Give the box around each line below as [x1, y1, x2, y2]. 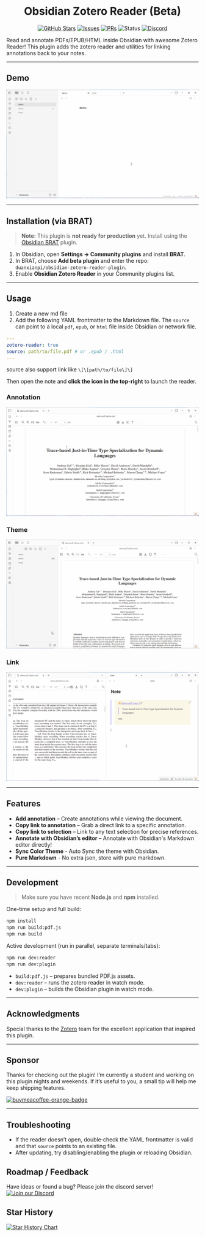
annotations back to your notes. [6, 49, 87, 56]
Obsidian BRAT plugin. [21, 239, 78, 246]
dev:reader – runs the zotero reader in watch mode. [15, 978, 145, 986]
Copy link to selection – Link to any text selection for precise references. [15, 828, 199, 835]
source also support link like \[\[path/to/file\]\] [6, 366, 133, 373]
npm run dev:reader [6, 955, 56, 961]
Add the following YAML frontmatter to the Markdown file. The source [15, 316, 190, 323]
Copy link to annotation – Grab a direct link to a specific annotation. [15, 821, 187, 828]
